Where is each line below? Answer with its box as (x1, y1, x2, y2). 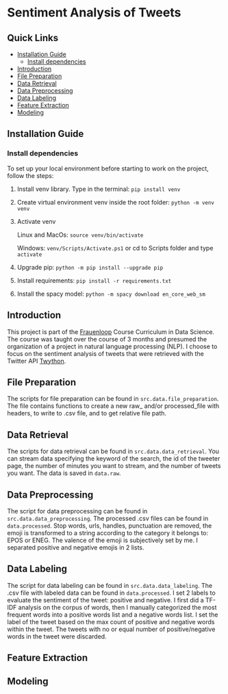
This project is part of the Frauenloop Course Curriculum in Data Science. (7, 327, 214, 336)
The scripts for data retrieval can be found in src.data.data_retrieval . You (7, 447, 220, 456)
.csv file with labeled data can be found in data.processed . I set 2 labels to (7, 589, 216, 597)
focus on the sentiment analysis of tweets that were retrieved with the (7, 349, 204, 357)
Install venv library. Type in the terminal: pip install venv (16, 185, 181, 193)
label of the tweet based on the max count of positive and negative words (7, 617, 215, 626)
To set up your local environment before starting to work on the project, (7, 164, 209, 172)
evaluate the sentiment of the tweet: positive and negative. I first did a (7, 595, 204, 604)
